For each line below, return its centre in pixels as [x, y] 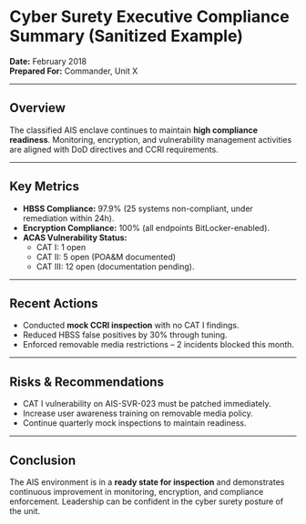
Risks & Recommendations [87, 382]
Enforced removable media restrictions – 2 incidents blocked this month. [158, 345]
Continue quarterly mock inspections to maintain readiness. [134, 423]
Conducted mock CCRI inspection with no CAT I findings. [131, 326]
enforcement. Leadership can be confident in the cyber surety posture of [147, 501]
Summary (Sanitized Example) [127, 36]
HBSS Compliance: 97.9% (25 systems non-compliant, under [138, 208]
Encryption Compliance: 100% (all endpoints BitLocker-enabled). [146, 227]
